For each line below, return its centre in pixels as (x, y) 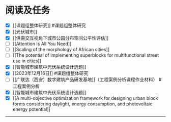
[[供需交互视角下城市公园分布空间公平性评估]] (61, 38)
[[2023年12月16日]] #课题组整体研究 (50, 73)
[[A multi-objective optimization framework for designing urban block (85, 98)
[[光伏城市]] (25, 32)
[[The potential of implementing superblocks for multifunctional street (86, 55)
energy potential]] (32, 109)
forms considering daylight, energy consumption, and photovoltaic (82, 104)
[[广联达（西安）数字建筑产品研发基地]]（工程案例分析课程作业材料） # (87, 79)
